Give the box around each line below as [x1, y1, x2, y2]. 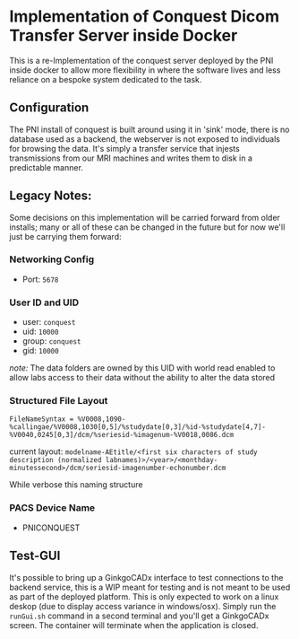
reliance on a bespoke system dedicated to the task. [9, 74, 202, 84]
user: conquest [21, 317, 76, 328]
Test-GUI [9, 548, 61, 564]
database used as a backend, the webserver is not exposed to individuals [9, 133, 280, 144]
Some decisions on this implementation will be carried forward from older [9, 212, 280, 223]
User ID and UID [9, 296, 79, 309]
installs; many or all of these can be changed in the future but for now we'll [9, 222, 286, 232]
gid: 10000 [21, 346, 60, 356]
